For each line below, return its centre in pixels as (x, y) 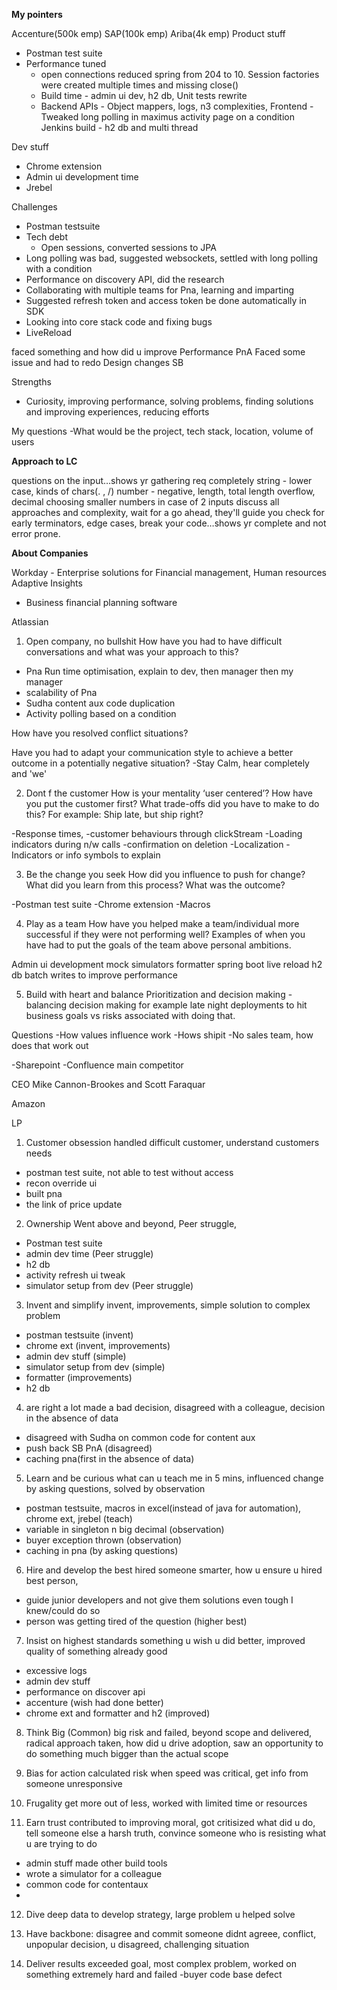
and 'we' (29, 773)
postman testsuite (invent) (79, 1335)
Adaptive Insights (47, 583)
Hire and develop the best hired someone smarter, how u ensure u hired (174, 1570)
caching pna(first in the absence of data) (110, 1458)
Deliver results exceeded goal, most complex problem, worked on (161, 1963)
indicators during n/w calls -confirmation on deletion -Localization (147, 844)
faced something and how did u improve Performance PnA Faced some (158, 352)
